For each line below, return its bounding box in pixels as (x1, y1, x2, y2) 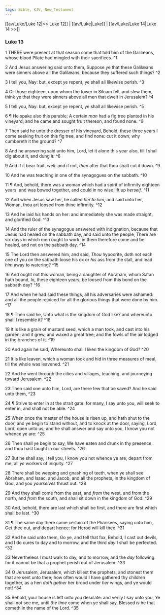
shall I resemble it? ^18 (5, 317, 51, 323)
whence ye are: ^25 (5, 431, 45, 436)
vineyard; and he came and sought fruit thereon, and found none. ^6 (5, 118, 144, 124)
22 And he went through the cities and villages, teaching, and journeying (5, 370, 153, 376)
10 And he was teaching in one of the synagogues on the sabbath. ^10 (5, 172, 147, 178)
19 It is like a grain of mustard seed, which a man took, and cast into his (5, 326, 150, 332)
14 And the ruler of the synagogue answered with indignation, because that (5, 226, 158, 232)
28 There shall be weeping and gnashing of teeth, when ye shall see (5, 470, 144, 476)
